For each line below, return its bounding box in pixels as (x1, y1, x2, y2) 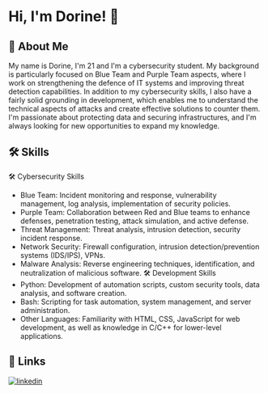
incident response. (19, 233, 83, 243)
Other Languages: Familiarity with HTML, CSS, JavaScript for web (19, 314, 240, 323)
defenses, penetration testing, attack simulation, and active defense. (19, 216, 249, 226)
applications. (19, 331, 63, 340)
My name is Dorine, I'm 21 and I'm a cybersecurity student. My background (8, 61, 259, 70)
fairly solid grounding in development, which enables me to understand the (8, 95, 259, 104)
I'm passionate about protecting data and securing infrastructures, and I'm (8, 112, 257, 122)
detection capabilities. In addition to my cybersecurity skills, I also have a (8, 87, 253, 96)
